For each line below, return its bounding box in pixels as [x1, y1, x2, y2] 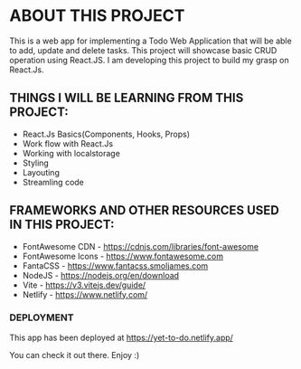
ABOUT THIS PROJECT [9, 5, 185, 26]
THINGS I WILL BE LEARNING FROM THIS [9, 90, 244, 106]
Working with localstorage [22, 147, 120, 158]
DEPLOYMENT [9, 311, 74, 324]
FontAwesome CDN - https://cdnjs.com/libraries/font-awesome [22, 241, 259, 251]
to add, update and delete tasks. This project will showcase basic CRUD [9, 44, 277, 55]
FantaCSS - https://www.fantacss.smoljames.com [22, 260, 209, 271]
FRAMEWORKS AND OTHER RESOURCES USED [9, 203, 280, 218]
